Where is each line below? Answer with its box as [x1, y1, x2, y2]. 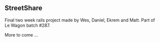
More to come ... [4, 32, 38, 38]
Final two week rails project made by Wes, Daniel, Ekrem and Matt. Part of [4, 17, 155, 23]
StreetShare [4, 4, 42, 12]
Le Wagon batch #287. [4, 22, 50, 28]
